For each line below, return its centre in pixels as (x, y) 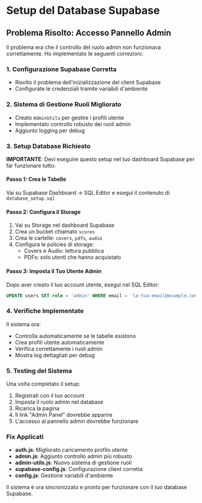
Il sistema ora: (23, 324)
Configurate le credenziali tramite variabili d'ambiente (81, 89)
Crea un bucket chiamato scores (55, 232)
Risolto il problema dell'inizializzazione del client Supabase (88, 83)
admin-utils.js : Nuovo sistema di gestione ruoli (73, 463)
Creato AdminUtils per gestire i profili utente (69, 118)
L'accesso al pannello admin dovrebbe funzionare (77, 421)
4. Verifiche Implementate (45, 311)
